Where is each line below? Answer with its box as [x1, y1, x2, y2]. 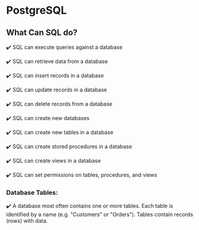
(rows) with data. [6, 217, 48, 225]
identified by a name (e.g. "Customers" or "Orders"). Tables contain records [6, 211, 194, 218]
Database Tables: [6, 188, 58, 197]
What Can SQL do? [6, 27, 78, 38]
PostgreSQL [6, 4, 67, 17]
